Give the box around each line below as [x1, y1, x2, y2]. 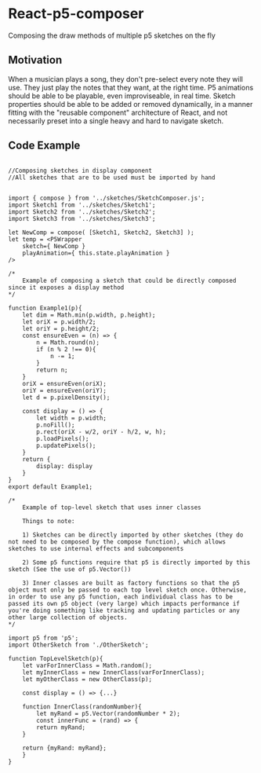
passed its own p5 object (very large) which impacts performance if [8, 599, 241, 607]
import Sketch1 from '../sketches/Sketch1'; [8, 201, 156, 209]
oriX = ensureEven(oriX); [22, 379, 107, 387]
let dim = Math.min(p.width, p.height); [22, 311, 156, 319]
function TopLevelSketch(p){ [8, 654, 103, 662]
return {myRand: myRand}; [22, 744, 107, 752]
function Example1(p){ [8, 304, 82, 312]
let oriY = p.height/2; [22, 324, 100, 332]
